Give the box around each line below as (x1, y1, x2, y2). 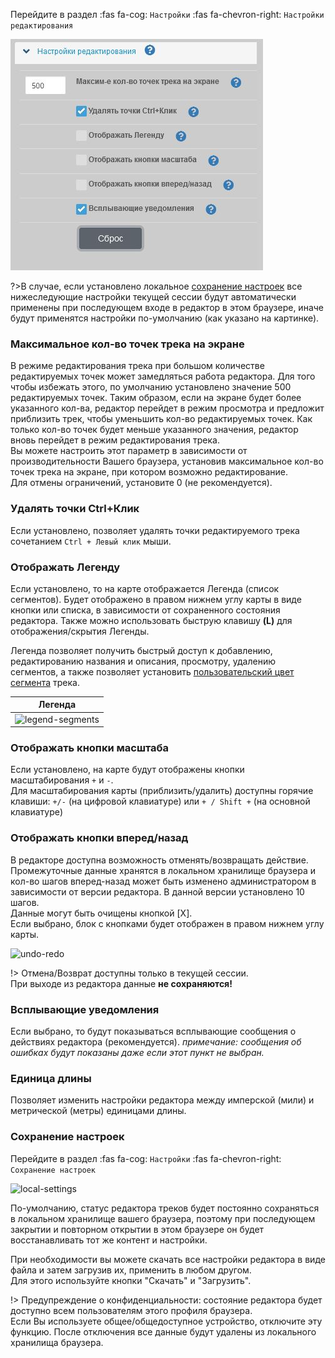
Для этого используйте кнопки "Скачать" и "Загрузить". (10, 1274, 252, 1286)
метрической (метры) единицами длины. (10, 1105, 187, 1117)
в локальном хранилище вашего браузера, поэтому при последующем (10, 1212, 316, 1224)
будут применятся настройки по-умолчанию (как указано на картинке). (10, 312, 320, 324)
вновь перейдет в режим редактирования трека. (10, 434, 220, 446)
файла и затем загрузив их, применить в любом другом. (10, 1264, 252, 1276)
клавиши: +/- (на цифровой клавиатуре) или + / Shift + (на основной (10, 795, 311, 808)
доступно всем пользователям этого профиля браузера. (10, 1304, 253, 1316)
